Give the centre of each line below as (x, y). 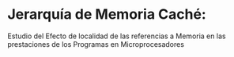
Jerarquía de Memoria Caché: (107, 14)
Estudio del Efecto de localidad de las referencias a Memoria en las (117, 36)
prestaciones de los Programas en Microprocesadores (96, 44)
